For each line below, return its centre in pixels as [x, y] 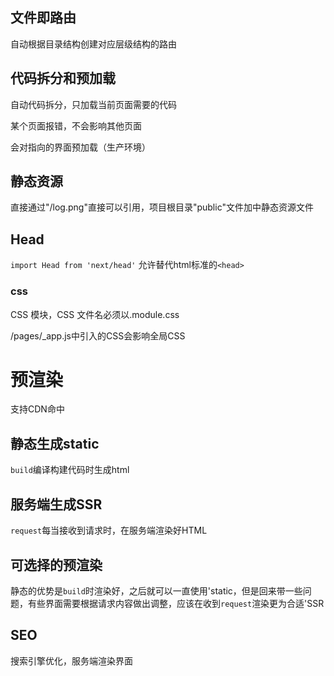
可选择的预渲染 [56, 564]
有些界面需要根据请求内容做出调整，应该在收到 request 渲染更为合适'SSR [176, 603]
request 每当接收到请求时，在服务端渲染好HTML [109, 530]
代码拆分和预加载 [63, 78]
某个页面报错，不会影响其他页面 [76, 125]
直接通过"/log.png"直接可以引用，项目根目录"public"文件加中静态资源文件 [162, 207]
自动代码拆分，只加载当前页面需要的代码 [93, 104]
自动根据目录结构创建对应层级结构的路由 [93, 44]
